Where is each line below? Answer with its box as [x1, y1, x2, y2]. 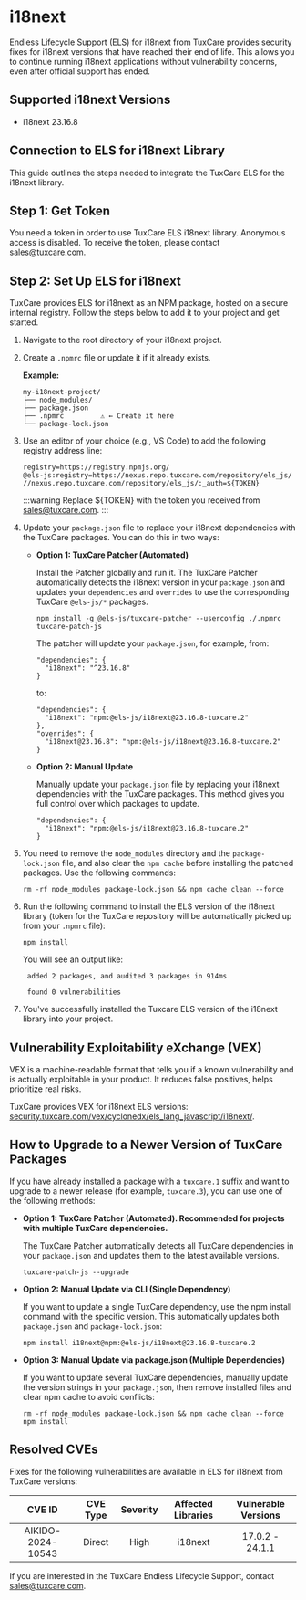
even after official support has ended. [9, 66, 150, 77]
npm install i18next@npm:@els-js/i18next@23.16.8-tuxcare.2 [22, 1338, 256, 1347]
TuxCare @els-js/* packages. [36, 596, 148, 608]
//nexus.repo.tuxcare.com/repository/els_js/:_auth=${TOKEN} [22, 479, 260, 488]
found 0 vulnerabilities [26, 988, 121, 997]
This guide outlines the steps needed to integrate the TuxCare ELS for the [9, 167, 285, 178]
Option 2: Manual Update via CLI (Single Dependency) [22, 1283, 231, 1294]
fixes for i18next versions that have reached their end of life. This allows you [9, 46, 295, 57]
